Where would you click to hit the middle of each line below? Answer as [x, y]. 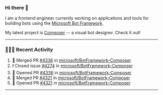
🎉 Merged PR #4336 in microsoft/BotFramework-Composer [72, 60]
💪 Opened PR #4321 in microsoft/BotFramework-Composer [71, 83]
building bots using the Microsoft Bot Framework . [54, 23]
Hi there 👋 [17, 8]
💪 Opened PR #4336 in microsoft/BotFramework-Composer [72, 72]
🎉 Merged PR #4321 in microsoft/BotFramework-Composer [71, 78]
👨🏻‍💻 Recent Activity [29, 50]
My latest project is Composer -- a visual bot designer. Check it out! [73, 33]
